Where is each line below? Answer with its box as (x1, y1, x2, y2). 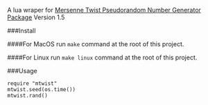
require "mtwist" (7, 80, 58, 87)
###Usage (7, 67, 38, 75)
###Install (7, 27, 36, 35)
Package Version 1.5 (7, 13, 65, 21)
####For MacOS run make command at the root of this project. (7, 40, 184, 48)
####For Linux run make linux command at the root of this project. (7, 53, 198, 61)
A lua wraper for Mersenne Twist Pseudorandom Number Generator (7, 6, 201, 14)
